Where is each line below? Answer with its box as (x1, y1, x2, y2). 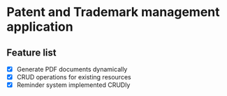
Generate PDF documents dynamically (16, 65, 128, 73)
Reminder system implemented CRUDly (16, 81, 131, 89)
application (6, 19, 74, 35)
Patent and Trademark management (6, 4, 221, 20)
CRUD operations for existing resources (16, 73, 131, 81)
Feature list (6, 47, 57, 58)
